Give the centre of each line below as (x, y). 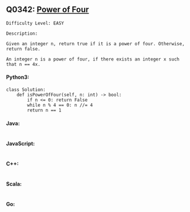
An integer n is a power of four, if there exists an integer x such (93, 59)
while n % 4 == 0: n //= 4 (60, 105)
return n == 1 (44, 110)
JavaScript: (21, 143)
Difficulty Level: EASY (35, 23)
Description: (22, 33)
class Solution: (26, 90)
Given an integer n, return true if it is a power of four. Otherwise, (95, 43)
